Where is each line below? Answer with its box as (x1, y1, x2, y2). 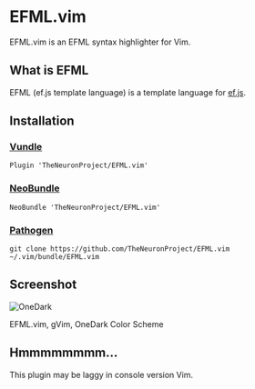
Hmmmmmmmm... (9, 345, 118, 361)
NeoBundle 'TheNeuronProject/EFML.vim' (9, 203, 161, 212)
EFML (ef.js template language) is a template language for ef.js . (9, 86, 247, 97)
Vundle (9, 141, 43, 154)
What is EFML (9, 63, 89, 78)
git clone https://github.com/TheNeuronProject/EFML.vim (9, 244, 230, 254)
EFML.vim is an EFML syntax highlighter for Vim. (9, 36, 191, 47)
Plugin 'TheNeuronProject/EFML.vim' (9, 161, 148, 170)
